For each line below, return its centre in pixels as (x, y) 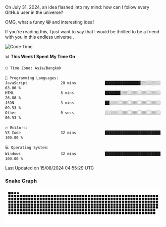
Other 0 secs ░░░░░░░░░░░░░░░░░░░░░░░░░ (83, 113)
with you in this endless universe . (40, 37)
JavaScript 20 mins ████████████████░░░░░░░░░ (83, 83)
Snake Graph (21, 181)
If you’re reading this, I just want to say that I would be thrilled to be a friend (82, 32)
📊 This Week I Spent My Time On (40, 56)
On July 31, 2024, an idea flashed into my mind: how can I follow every (77, 7)
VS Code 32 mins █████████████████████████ (83, 133)
